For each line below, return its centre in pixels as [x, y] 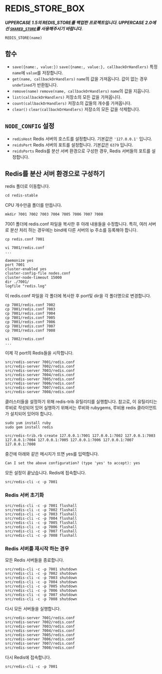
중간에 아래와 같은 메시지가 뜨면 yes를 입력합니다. [52, 454]
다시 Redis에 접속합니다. [28, 657]
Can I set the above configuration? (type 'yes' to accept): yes [72, 463]
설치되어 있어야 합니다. [32, 414]
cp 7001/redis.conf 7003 [30, 310]
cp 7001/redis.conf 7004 [30, 314]
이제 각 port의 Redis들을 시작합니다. [39, 353]
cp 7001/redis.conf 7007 [30, 327]
